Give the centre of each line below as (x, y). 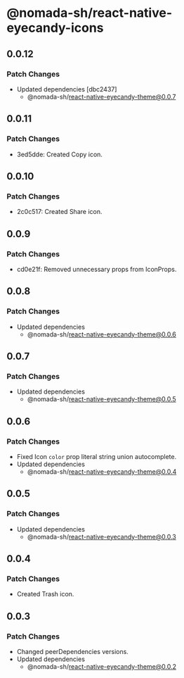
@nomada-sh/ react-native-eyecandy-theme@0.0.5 (101, 399)
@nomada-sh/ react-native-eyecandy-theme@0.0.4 (102, 472)
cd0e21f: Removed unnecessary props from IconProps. (97, 269)
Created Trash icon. (45, 594)
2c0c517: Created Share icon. (59, 212)
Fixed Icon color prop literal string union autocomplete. (97, 457)
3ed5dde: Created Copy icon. (60, 154)
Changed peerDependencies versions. (73, 652)
